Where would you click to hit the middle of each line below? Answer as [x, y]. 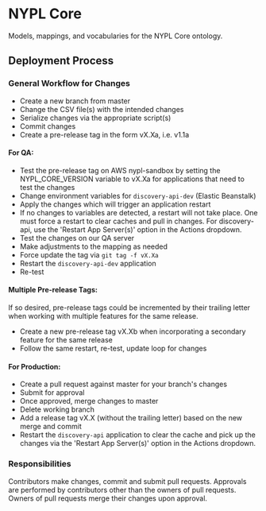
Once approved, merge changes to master [89, 401]
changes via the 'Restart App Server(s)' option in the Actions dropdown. [138, 443]
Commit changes [48, 126]
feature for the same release [66, 340]
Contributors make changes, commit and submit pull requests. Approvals [127, 481]
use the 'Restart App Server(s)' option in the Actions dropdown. [138, 229]
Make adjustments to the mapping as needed [94, 246]
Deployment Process [61, 61]
